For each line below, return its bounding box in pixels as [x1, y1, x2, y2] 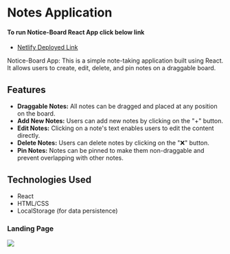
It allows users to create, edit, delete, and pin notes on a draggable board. [7, 64, 216, 72]
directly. [16, 131, 41, 140]
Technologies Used [7, 173, 91, 185]
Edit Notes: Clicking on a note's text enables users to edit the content [16, 124, 214, 132]
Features [7, 84, 46, 96]
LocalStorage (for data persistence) [16, 207, 118, 215]
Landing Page [7, 224, 54, 233]
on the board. [16, 109, 56, 118]
